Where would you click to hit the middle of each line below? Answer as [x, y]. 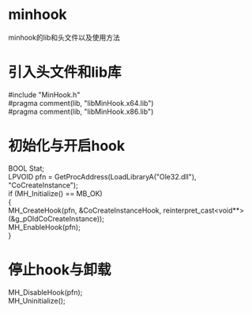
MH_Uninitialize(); [37, 300]
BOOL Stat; [26, 168]
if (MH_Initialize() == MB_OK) [55, 193]
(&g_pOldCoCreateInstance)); [56, 218]
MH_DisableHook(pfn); [45, 292]
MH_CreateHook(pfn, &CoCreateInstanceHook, [85, 210]
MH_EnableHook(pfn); [44, 227]
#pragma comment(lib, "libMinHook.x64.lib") [81, 103]
